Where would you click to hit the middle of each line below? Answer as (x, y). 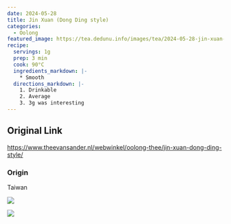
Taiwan (17, 187)
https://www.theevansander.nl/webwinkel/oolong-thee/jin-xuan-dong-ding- (114, 147)
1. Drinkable (38, 90)
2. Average (35, 97)
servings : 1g (32, 52)
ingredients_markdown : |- (51, 71)
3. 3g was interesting (52, 103)
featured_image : (30, 39)
